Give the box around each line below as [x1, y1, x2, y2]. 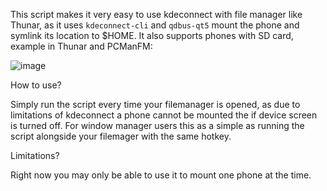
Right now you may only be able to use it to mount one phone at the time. [10, 169, 312, 181]
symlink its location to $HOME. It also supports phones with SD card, [10, 30, 294, 41]
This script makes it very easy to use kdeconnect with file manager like [10, 9, 303, 20]
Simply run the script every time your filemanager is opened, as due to [10, 99, 301, 110]
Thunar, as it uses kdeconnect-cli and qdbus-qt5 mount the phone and [10, 19, 300, 31]
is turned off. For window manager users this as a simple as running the [10, 120, 305, 131]
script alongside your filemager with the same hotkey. [10, 130, 232, 142]
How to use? [10, 79, 62, 91]
